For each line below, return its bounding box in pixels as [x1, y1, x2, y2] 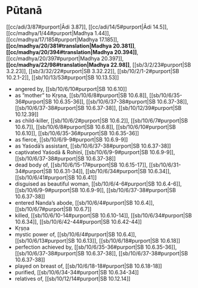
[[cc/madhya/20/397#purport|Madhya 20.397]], [6, 55, 124, 62]
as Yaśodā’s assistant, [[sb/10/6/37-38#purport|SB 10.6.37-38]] [14, 142, 171, 149]
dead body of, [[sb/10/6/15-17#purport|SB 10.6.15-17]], [14, 161, 148, 168]
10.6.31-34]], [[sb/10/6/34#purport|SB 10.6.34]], [53, 167, 171, 174]
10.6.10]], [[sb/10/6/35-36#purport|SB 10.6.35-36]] [14, 129, 139, 137]
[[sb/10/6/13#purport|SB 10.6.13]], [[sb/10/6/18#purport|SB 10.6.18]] [14, 237, 181, 244]
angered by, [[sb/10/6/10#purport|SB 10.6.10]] [14, 85, 127, 92]
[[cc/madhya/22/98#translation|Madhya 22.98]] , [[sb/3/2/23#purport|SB [6, 61, 191, 68]
